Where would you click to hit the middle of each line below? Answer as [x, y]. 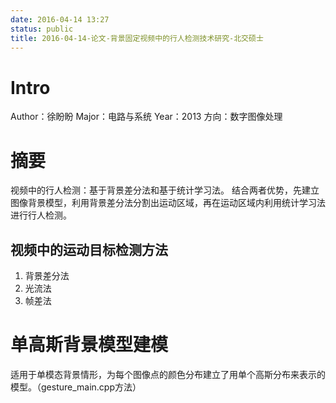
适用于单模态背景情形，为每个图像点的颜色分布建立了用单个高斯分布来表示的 [168, 374]
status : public [42, 29]
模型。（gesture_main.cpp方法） [76, 387]
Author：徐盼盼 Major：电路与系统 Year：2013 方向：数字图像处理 [146, 117]
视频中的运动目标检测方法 [89, 249]
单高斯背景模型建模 [89, 345]
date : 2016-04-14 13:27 [60, 19]
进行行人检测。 [41, 215]
